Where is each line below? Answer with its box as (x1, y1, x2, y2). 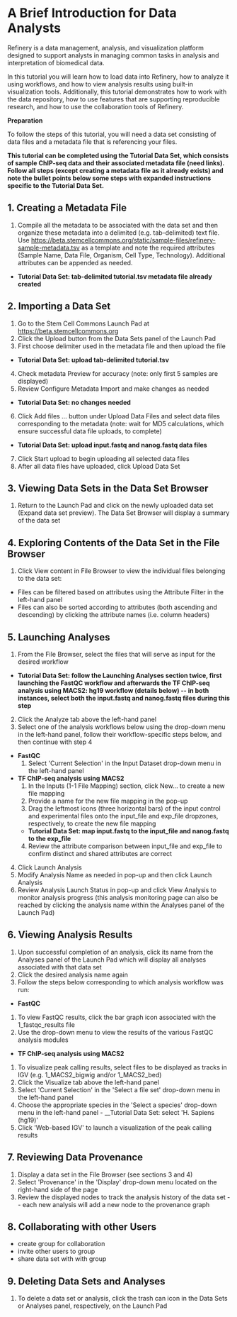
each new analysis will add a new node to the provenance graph (22, 1200, 210, 1208)
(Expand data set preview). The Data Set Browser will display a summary (17, 509, 230, 517)
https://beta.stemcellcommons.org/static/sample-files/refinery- (30, 235, 216, 244)
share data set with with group (17, 1255, 107, 1263)
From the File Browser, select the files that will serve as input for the (17, 650, 216, 658)
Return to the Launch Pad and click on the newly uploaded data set (17, 501, 214, 510)
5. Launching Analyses (7, 631, 111, 643)
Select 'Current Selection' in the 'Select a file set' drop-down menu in (17, 1085, 221, 1094)
